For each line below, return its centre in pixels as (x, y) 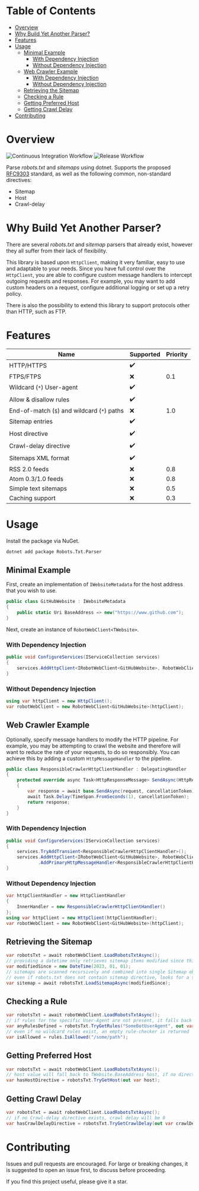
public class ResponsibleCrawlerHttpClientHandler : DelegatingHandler (96, 769)
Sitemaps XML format (39, 458)
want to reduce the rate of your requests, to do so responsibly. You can (93, 752)
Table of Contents (51, 11)
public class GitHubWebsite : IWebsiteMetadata (66, 602)
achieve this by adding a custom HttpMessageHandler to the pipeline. (89, 758)
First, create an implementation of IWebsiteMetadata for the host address (95, 585)
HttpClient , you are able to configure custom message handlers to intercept (99, 274)
